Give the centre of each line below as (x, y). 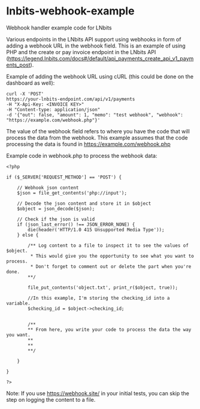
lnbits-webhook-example (70, 11)
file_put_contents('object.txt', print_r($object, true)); (103, 287)
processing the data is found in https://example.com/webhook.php (88, 144)
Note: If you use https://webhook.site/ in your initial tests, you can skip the (98, 393)
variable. (19, 303)
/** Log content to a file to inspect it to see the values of (108, 245)
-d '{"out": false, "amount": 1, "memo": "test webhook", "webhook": (95, 115)
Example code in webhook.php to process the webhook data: (82, 156)
